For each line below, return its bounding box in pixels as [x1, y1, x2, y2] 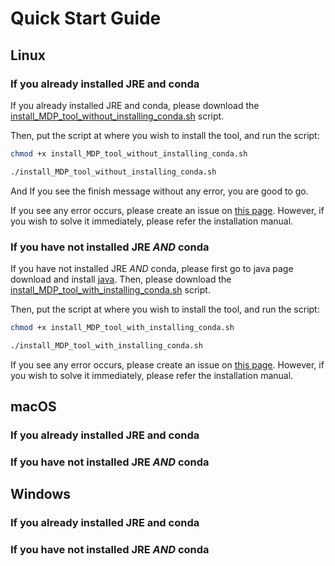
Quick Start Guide [10, 7, 162, 30]
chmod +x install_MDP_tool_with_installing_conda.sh [10, 322, 235, 332]
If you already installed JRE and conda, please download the [10, 99, 260, 111]
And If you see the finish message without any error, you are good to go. [10, 185, 309, 197]
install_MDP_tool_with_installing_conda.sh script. [10, 283, 211, 296]
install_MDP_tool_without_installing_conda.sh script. [10, 110, 225, 122]
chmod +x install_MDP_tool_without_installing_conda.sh [10, 148, 248, 159]
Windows [10, 486, 71, 503]
